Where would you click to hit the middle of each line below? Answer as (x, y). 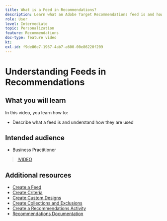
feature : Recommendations (32, 33)
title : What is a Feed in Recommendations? (51, 10)
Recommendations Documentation (48, 214)
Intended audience (35, 138)
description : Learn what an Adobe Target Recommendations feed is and (80, 14)
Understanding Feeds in (56, 72)
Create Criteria (28, 193)
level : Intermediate (27, 24)
